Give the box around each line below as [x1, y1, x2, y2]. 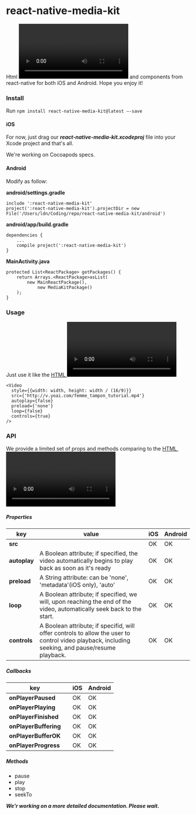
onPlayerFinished [9, 713, 59, 721]
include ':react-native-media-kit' [6, 200, 93, 206]
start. [39, 613, 54, 621]
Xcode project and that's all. [6, 140, 74, 147]
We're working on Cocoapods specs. [6, 151, 95, 159]
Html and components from [6, 73, 183, 80]
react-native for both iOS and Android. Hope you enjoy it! [6, 79, 143, 86]
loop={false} [11, 408, 43, 414]
